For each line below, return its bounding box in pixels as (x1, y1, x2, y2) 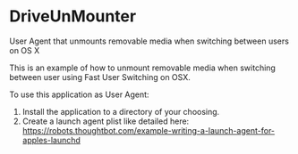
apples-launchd (21, 134, 81, 145)
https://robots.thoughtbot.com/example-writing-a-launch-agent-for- (21, 125, 276, 135)
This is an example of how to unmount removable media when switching (9, 62, 276, 73)
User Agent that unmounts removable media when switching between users (9, 36, 289, 46)
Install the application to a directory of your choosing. (21, 106, 220, 117)
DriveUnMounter (9, 6, 137, 27)
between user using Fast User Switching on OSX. (9, 71, 191, 82)
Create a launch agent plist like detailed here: (21, 116, 190, 126)
